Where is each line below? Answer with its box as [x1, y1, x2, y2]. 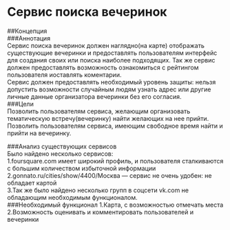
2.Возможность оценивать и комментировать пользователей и [7, 207, 194, 216]
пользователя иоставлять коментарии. [7, 70, 122, 79]
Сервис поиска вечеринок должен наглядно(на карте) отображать [7, 41, 205, 49]
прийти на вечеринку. [7, 128, 72, 137]
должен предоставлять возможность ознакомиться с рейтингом [7, 63, 199, 71]
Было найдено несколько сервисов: [7, 149, 114, 158]
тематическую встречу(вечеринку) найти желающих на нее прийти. [7, 114, 209, 122]
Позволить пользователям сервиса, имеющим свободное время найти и [7, 122, 224, 130]
